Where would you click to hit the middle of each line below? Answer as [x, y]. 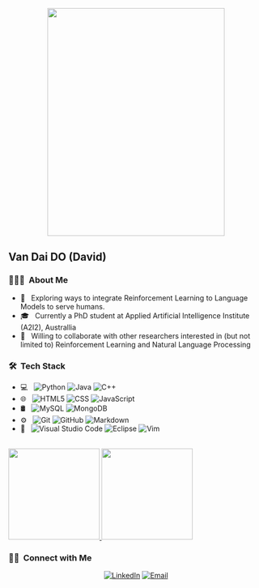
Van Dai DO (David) [57, 257]
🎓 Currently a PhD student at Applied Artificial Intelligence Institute [135, 315]
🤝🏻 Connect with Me [50, 557]
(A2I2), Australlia [48, 327]
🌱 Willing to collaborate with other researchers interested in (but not [135, 335]
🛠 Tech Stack [37, 366]
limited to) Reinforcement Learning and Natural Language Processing [135, 344]
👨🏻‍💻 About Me [38, 280]
